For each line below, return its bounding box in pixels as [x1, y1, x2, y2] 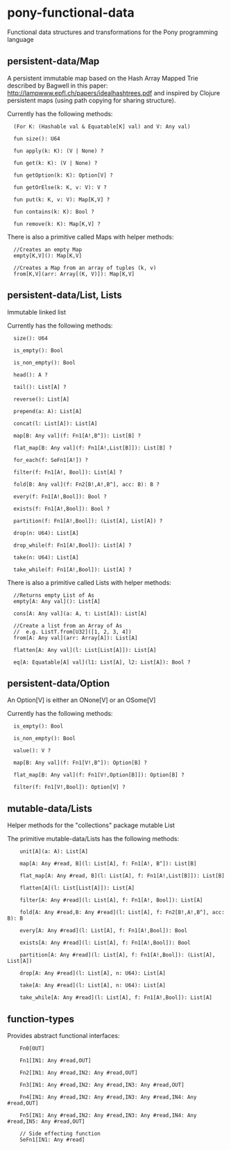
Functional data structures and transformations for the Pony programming [7, 28, 219, 36]
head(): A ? [13, 371, 49, 378]
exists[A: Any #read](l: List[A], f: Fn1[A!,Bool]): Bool [19, 939, 191, 947]
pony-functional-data [7, 5, 135, 21]
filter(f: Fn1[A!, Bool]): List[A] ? [13, 468, 123, 476]
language [7, 35, 34, 43]
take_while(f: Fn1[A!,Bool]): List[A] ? [13, 566, 132, 573]
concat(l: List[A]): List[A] [13, 420, 98, 427]
